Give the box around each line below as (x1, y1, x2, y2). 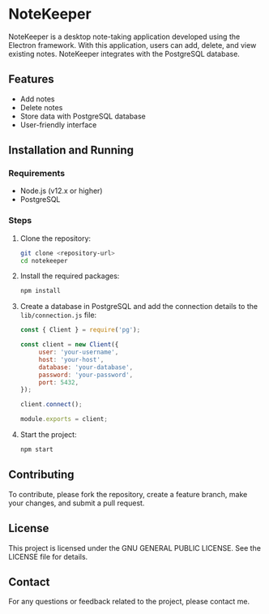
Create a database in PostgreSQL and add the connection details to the (19, 302, 258, 311)
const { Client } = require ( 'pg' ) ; (19, 326, 141, 334)
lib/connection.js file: (19, 310, 97, 320)
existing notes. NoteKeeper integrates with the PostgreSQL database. (8, 49, 241, 58)
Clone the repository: (19, 233, 92, 243)
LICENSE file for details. (8, 552, 88, 561)
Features (8, 72, 54, 86)
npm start (19, 445, 54, 454)
